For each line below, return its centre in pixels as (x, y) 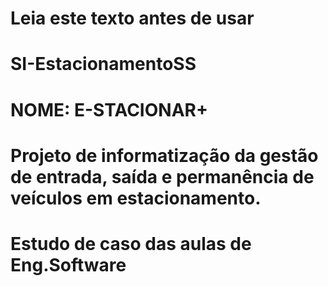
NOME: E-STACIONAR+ (109, 109)
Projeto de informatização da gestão (164, 155)
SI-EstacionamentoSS (103, 64)
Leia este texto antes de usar (132, 18)
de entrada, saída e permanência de (162, 176)
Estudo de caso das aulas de (131, 243)
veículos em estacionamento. (136, 198)
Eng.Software (68, 264)
